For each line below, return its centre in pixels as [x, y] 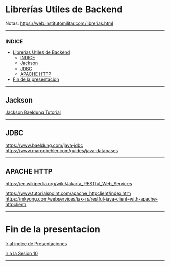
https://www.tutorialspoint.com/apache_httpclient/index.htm [68, 193]
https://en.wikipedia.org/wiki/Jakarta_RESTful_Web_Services [69, 183]
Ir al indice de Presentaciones [36, 243]
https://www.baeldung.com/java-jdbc [44, 145]
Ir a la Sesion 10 [22, 253]
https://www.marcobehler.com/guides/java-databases [62, 150]
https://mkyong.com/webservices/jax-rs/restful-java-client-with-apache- [82, 198]
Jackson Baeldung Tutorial [33, 112]
